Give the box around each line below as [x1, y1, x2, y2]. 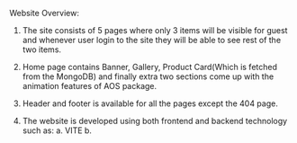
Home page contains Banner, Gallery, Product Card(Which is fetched [22, 62, 277, 72]
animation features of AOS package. [22, 81, 157, 91]
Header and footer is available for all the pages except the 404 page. [22, 98, 279, 109]
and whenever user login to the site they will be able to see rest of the [22, 35, 282, 45]
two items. [22, 44, 61, 55]
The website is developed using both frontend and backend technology [22, 116, 288, 126]
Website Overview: [9, 8, 79, 18]
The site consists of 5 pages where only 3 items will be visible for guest [22, 25, 288, 35]
